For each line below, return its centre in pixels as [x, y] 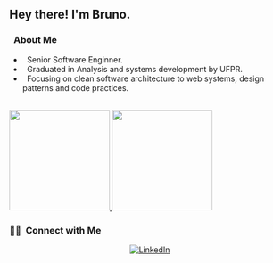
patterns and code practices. [75, 87]
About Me [35, 40]
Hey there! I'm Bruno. [70, 15]
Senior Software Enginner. [74, 59]
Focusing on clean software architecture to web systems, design [145, 78]
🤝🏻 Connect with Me [55, 230]
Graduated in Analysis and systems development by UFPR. [134, 69]
